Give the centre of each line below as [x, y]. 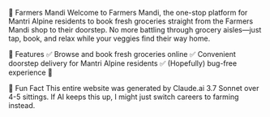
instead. [22, 105]
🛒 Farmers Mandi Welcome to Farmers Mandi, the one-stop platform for [128, 13]
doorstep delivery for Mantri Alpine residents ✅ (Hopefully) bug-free [123, 63]
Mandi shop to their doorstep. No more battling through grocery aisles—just [135, 30]
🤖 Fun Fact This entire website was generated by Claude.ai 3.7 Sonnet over [134, 88]
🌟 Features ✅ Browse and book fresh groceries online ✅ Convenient [122, 54]
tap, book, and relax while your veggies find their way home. [109, 38]
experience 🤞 [30, 72]
